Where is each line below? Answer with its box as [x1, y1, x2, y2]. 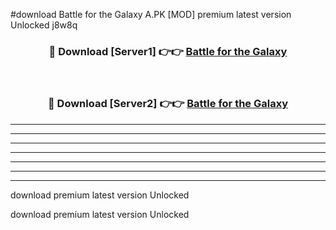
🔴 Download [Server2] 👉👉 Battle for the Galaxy [47, 97, 289, 111]
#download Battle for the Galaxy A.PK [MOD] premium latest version [10, 9, 292, 20]
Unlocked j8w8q [10, 19, 78, 31]
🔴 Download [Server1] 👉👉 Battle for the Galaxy [48, 44, 288, 58]
